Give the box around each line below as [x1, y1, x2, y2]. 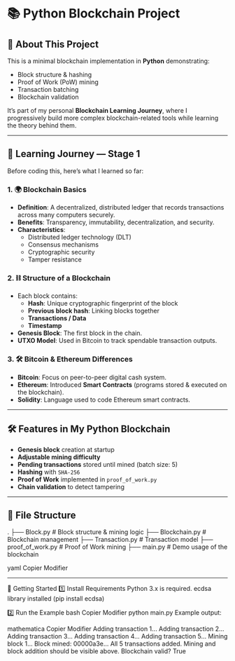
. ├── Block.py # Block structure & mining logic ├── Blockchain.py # [7, 528, 206, 536]
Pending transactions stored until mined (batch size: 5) [17, 460, 178, 468]
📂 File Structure [7, 509, 76, 521]
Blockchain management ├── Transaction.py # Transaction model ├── [7, 536, 213, 544]
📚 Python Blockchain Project [7, 6, 180, 22]
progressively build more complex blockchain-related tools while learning [7, 114, 219, 122]
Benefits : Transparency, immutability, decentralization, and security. [17, 218, 215, 226]
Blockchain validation [17, 93, 79, 101]
